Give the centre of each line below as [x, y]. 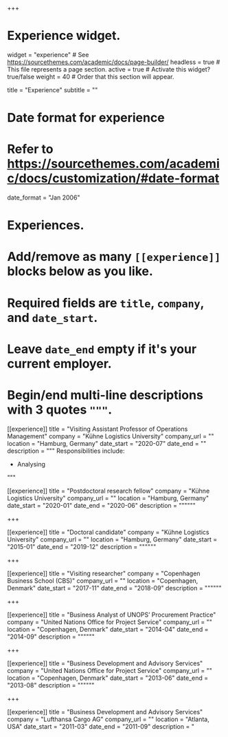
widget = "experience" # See [48, 54]
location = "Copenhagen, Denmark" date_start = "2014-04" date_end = [108, 629]
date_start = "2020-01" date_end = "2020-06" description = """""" [101, 505]
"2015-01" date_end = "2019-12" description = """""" [82, 546]
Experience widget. [64, 36]
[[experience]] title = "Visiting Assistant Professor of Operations [98, 429]
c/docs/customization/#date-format [113, 179]
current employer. [59, 364]
